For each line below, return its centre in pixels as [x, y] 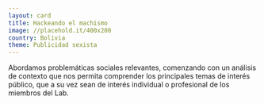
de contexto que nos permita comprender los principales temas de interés [129, 76]
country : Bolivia [37, 38]
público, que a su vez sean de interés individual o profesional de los [119, 85]
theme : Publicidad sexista [53, 45]
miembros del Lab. [38, 93]
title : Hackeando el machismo [58, 23]
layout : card [30, 15]
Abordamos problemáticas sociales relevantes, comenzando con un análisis [132, 67]
